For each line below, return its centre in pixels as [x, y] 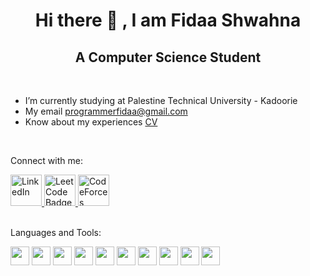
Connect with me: [46, 160]
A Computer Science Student [168, 57]
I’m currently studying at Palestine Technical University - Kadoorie [161, 100]
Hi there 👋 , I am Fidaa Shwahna [168, 20]
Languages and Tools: [56, 232]
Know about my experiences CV [91, 122]
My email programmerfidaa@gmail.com [106, 111]
